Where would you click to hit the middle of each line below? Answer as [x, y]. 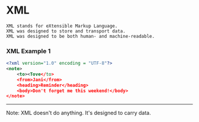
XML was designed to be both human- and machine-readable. [81, 36]
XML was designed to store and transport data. [66, 31]
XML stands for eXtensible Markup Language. [62, 26]
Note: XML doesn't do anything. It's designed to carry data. [78, 113]
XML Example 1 [28, 51]
